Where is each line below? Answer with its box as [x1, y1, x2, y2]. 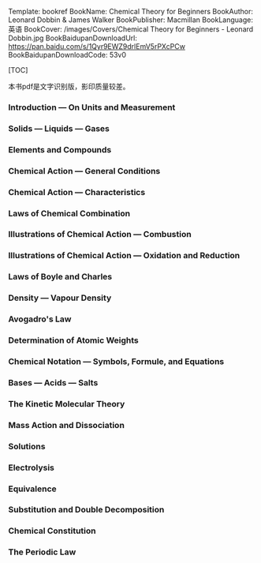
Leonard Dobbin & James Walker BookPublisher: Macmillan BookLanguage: [8, 15, 254, 24]
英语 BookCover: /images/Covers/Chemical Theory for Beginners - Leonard [8, 24, 254, 34]
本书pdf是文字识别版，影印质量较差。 [8, 82, 130, 91]
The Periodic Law [8, 546, 76, 557]
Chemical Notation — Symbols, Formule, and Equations [8, 355, 225, 366]
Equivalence [8, 483, 57, 494]
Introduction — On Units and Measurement [8, 102, 176, 113]
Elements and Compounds [8, 144, 112, 155]
